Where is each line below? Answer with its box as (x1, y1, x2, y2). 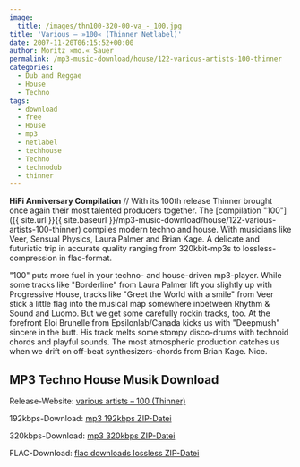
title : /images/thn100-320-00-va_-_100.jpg (17, 21, 182, 30)
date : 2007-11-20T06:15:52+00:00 (9, 38, 134, 47)
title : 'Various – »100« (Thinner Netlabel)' (9, 30, 182, 38)
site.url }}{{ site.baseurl (21, 215, 107, 225)
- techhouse (17, 146, 63, 155)
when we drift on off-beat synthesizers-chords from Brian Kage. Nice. (9, 346, 268, 357)
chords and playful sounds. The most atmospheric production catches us (9, 336, 280, 347)
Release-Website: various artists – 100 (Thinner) (9, 395, 186, 407)
